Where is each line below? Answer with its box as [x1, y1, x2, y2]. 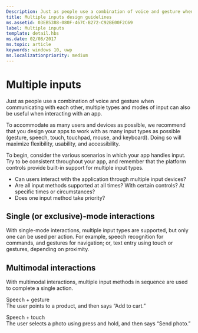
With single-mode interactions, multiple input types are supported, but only [6, 227, 189, 234]
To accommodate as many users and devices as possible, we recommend [6, 121, 186, 128]
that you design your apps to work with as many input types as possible [6, 127, 181, 134]
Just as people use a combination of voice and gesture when [6, 97, 154, 104]
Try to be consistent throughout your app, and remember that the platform [6, 157, 186, 165]
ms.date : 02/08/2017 [6, 36, 57, 42]
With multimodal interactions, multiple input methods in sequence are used [6, 278, 188, 286]
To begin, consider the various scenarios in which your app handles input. [6, 151, 186, 159]
